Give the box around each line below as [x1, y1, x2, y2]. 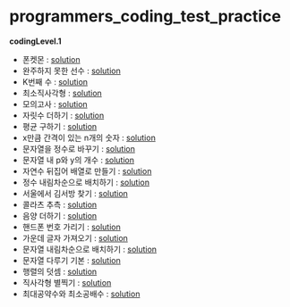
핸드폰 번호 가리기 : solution [21, 221, 121, 232]
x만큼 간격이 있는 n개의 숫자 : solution [21, 132, 157, 143]
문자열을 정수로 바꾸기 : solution [21, 143, 136, 153]
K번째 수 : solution [21, 76, 88, 87]
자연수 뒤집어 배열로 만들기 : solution [21, 165, 152, 176]
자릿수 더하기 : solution [21, 110, 105, 120]
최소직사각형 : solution [21, 87, 103, 98]
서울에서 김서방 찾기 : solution [21, 187, 128, 198]
